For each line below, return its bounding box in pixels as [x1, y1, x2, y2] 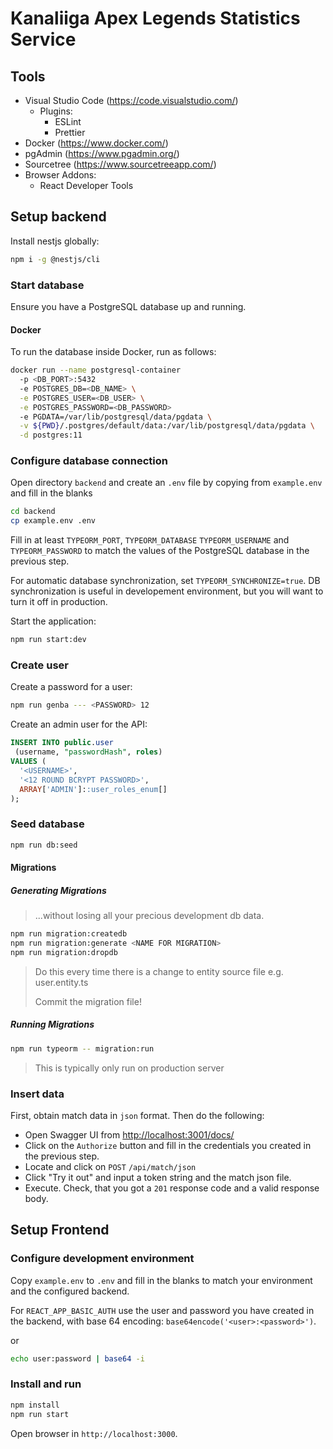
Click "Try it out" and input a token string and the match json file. [24, 1171, 292, 1183]
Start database [10, 278, 85, 292]
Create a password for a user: [10, 681, 133, 693]
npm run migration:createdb [10, 929, 128, 939]
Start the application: [10, 615, 97, 627]
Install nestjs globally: [10, 235, 100, 247]
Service [10, 28, 77, 51]
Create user [10, 658, 69, 672]
